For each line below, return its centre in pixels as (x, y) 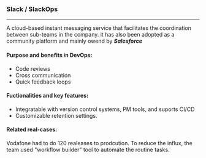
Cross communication (43, 75)
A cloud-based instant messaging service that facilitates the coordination (99, 28)
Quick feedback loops (43, 82)
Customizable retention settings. (56, 115)
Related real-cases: (32, 129)
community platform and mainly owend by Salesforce (74, 41)
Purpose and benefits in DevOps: (49, 55)
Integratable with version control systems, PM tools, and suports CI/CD (105, 109)
